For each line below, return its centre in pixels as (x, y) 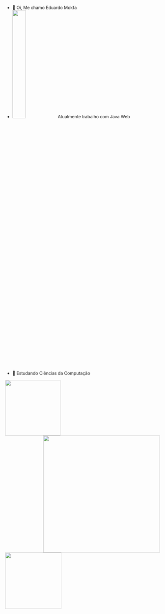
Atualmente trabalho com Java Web (94, 117)
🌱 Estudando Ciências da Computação (51, 373)
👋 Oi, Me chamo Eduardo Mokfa (44, 8)
